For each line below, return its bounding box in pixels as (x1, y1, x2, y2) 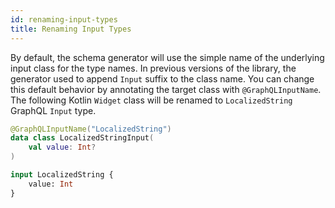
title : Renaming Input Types (10, 24, 132, 34)
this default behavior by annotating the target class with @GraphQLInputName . (10, 83, 322, 95)
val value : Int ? (28, 142, 97, 153)
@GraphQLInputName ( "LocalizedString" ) (10, 124, 172, 134)
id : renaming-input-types (10, 14, 118, 25)
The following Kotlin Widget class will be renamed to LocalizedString (10, 94, 293, 106)
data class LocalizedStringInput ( (10, 133, 155, 143)
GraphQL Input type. (10, 104, 97, 116)
